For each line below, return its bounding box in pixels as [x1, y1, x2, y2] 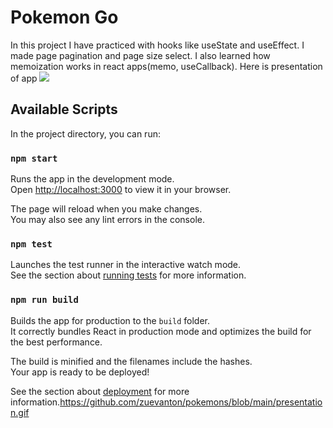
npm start [10, 152, 58, 164]
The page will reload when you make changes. [10, 203, 203, 215]
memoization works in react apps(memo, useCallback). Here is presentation [10, 60, 323, 72]
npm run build [10, 294, 79, 306]
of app [10, 72, 38, 84]
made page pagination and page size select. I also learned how [10, 49, 271, 61]
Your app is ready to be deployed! [10, 366, 150, 378]
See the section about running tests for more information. [10, 269, 247, 281]
